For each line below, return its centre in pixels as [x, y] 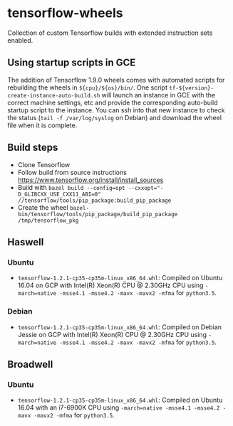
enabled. [20, 40]
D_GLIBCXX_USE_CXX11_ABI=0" [59, 194]
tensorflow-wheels [65, 13]
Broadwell [30, 364]
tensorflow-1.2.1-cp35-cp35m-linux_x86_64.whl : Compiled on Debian [120, 327]
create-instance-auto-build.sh [54, 95]
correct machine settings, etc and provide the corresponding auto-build [113, 102]
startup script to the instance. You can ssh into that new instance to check [116, 110]
